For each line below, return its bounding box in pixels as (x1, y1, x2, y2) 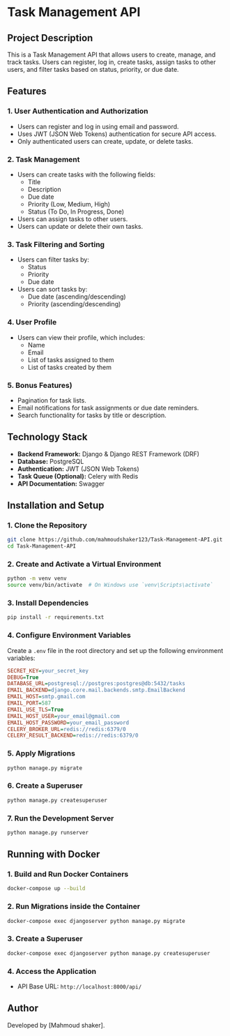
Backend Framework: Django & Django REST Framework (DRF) (17, 449, 200, 458)
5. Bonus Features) (7, 380, 72, 390)
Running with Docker (7, 848, 100, 860)
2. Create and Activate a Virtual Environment (7, 560, 162, 569)
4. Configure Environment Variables (7, 631, 131, 640)
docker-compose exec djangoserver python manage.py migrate (7, 917, 186, 924)
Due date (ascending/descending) (27, 292, 127, 301)
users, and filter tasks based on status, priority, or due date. (7, 66, 179, 73)
